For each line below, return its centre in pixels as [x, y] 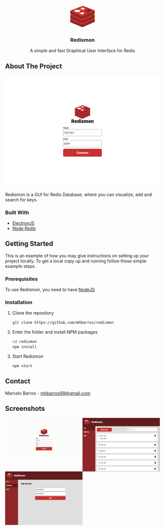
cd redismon [24, 342]
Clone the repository [33, 313]
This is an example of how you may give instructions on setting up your [77, 255]
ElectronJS [23, 223]
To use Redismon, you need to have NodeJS [50, 290]
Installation [19, 303]
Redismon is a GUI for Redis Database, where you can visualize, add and [79, 194]
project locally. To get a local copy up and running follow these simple [76, 261]
